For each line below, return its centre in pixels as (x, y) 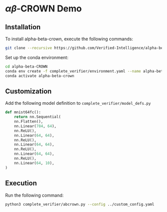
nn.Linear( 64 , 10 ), (34, 163)
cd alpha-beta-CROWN (27, 67)
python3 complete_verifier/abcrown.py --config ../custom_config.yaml (80, 204)
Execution (21, 183)
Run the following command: (34, 195)
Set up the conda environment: (37, 57)
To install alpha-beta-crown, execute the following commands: (69, 39)
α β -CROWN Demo (43, 9)
